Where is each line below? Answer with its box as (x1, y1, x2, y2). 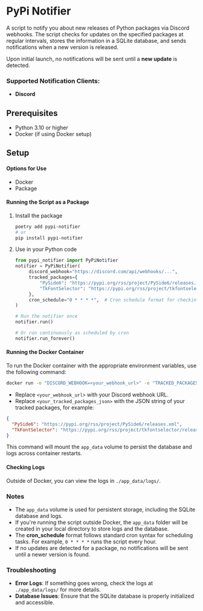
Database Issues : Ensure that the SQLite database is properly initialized (14, 592, 195, 600)
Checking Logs (6, 464, 45, 471)
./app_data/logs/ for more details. (14, 586, 101, 593)
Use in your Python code (14, 246, 77, 253)
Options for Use (6, 165, 47, 172)
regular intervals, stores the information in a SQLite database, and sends (6, 37, 186, 44)
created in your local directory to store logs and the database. (14, 525, 169, 532)
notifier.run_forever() (14, 335, 76, 341)
